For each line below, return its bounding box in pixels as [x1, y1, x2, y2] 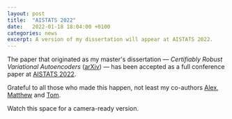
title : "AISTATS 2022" [7, 17, 77, 24]
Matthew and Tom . [7, 91, 61, 100]
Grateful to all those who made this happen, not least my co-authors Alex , [7, 84, 219, 92]
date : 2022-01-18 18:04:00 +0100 [7, 23, 111, 30]
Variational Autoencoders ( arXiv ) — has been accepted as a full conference [7, 63, 225, 71]
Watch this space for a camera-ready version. [7, 104, 139, 113]
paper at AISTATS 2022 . [7, 70, 77, 79]
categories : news [7, 29, 58, 37]
